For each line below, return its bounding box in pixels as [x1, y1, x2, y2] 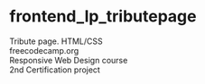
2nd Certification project [9, 64, 101, 75]
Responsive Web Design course [9, 55, 128, 65]
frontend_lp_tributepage [9, 6, 197, 27]
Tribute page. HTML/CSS [9, 36, 103, 46]
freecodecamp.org [9, 45, 79, 55]
